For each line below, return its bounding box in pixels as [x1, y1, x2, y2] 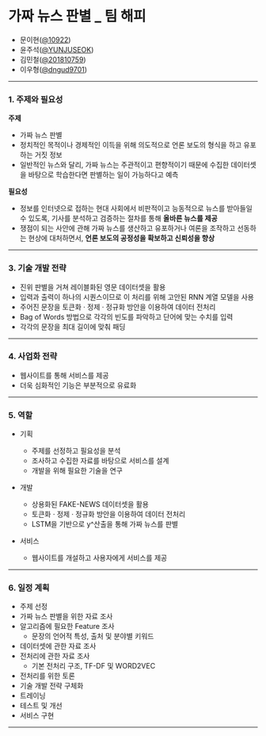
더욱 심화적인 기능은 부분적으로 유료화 [19, 380, 137, 389]
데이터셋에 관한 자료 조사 [19, 642, 97, 651]
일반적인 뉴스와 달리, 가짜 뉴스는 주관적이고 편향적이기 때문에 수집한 [19, 160, 230, 170]
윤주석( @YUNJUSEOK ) [19, 44, 94, 54]
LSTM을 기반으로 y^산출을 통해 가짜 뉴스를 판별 [31, 519, 179, 529]
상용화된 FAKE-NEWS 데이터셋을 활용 [31, 500, 149, 509]
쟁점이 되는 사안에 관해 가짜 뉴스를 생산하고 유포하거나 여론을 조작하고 [19, 224, 236, 233]
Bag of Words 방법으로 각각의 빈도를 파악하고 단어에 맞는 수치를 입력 [19, 312, 234, 321]
